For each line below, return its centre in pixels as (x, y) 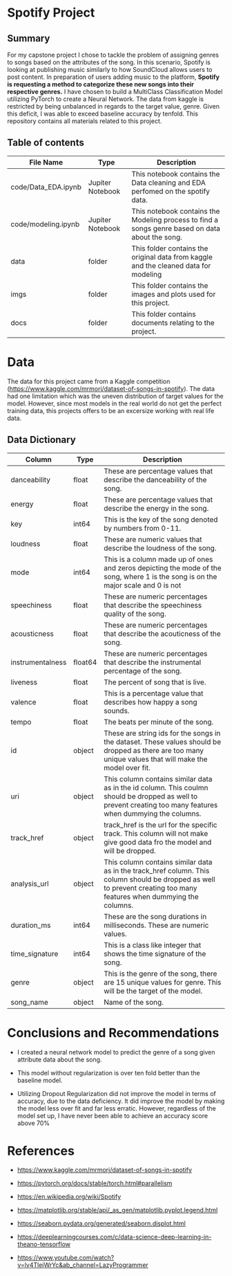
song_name (29, 1002)
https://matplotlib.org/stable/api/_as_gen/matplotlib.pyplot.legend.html (117, 1210)
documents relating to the (173, 322)
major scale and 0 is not (142, 585)
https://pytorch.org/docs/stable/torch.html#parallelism (95, 1183)
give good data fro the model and (157, 842)
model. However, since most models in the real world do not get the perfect (115, 403)
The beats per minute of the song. (158, 722)
